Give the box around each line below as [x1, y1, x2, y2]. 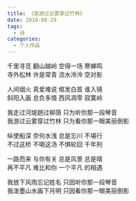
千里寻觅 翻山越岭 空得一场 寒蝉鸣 [7, 62, 103, 70]
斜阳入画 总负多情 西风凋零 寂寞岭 [7, 94, 103, 102]
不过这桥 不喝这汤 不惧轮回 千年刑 [7, 140, 103, 148]
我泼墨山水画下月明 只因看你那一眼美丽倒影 [7, 187, 129, 195]
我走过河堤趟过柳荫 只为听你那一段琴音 [7, 108, 117, 116]
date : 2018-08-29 [7, 17, 57, 23]
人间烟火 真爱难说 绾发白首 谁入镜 [7, 85, 103, 93]
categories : [7, 36, 41, 43]
